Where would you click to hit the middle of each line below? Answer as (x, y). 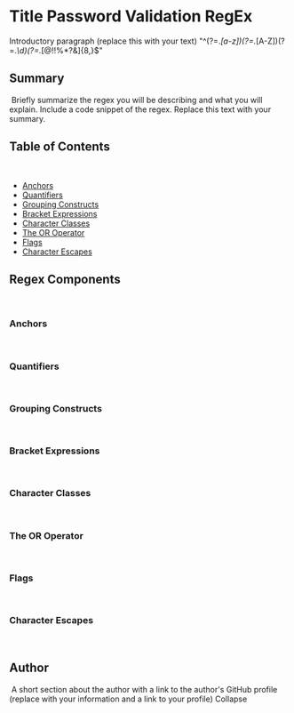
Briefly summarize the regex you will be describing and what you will (137, 100)
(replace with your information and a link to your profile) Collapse (128, 699)
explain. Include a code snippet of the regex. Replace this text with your (140, 109)
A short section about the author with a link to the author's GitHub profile (144, 689)
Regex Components (65, 279)
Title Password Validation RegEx (131, 16)
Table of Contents (60, 147)
